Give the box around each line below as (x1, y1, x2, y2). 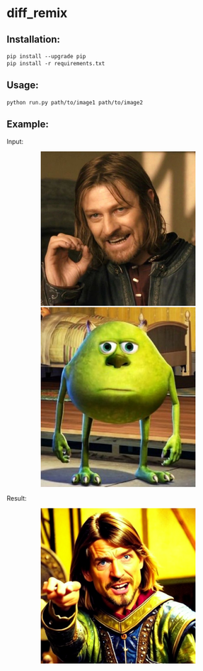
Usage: (6, 80, 40, 92)
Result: (6, 493, 27, 502)
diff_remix (6, 5, 68, 21)
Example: (6, 119, 49, 131)
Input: (6, 137, 24, 146)
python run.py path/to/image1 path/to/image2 (6, 99, 143, 106)
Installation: (6, 33, 61, 45)
